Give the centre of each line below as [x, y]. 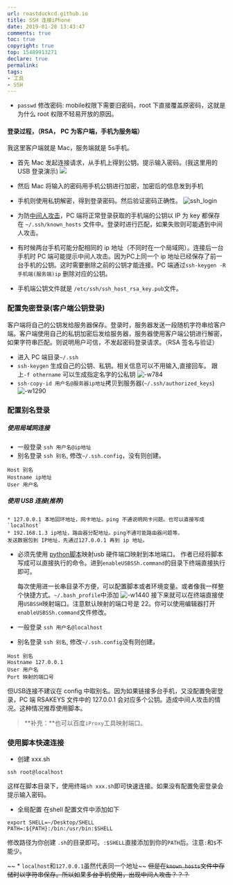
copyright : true [31, 46]
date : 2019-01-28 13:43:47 [46, 26]
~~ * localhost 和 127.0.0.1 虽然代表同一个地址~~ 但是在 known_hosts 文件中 [113, 866]
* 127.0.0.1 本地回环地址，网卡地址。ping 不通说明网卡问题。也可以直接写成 [106, 519]
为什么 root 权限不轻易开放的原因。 [67, 114]
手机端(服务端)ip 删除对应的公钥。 [64, 274]
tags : [15, 72]
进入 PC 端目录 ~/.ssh [48, 357]
